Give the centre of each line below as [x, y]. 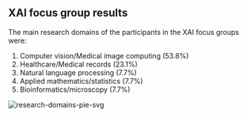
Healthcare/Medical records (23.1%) [79, 64]
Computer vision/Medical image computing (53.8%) [104, 55]
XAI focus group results [68, 13]
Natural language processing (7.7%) [78, 72]
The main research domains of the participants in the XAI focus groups [124, 32]
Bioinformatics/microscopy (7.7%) [75, 89]
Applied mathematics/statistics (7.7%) [82, 81]
